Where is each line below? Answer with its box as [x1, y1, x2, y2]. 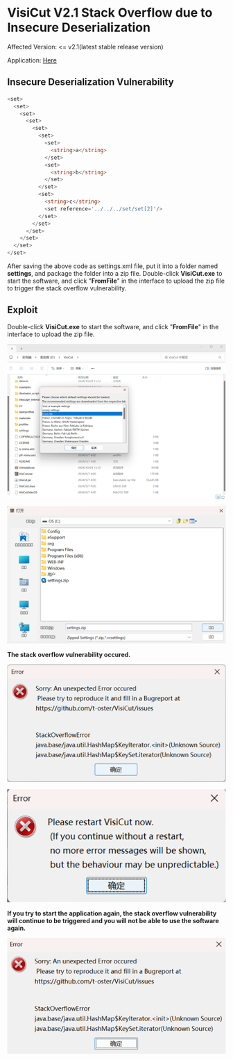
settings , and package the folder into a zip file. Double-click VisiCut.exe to [7, 270, 223, 277]
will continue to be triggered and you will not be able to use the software [7, 916, 220, 925]
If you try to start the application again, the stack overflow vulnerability [7, 909, 217, 918]
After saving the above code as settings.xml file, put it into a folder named [7, 262, 218, 270]
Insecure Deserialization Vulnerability [7, 76, 175, 88]
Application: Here [7, 56, 57, 64]
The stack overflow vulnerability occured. [7, 651, 131, 659]
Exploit [7, 304, 38, 316]
